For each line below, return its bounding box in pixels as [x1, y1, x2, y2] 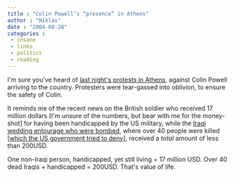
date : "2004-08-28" [7, 23, 68, 30]
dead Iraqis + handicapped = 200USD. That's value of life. [7, 163, 176, 171]
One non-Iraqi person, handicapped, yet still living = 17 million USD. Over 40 [7, 155, 228, 163]
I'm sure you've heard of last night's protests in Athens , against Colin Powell [7, 75, 228, 84]
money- [202, 111, 226, 120]
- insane [10, 37, 37, 44]
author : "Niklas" [7, 17, 61, 24]
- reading [10, 56, 39, 63]
